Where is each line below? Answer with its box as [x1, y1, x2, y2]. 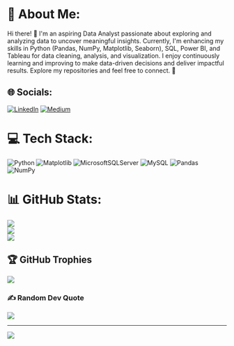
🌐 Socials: [7, 86, 53, 98]
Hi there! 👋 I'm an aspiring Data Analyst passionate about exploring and [7, 29, 212, 38]
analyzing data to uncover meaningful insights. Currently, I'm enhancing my [7, 36, 224, 45]
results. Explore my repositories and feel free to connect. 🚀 [7, 66, 176, 74]
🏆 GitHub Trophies [7, 254, 93, 266]
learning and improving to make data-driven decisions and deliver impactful [7, 58, 224, 67]
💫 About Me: [7, 6, 81, 22]
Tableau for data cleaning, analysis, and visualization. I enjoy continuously [7, 52, 220, 60]
